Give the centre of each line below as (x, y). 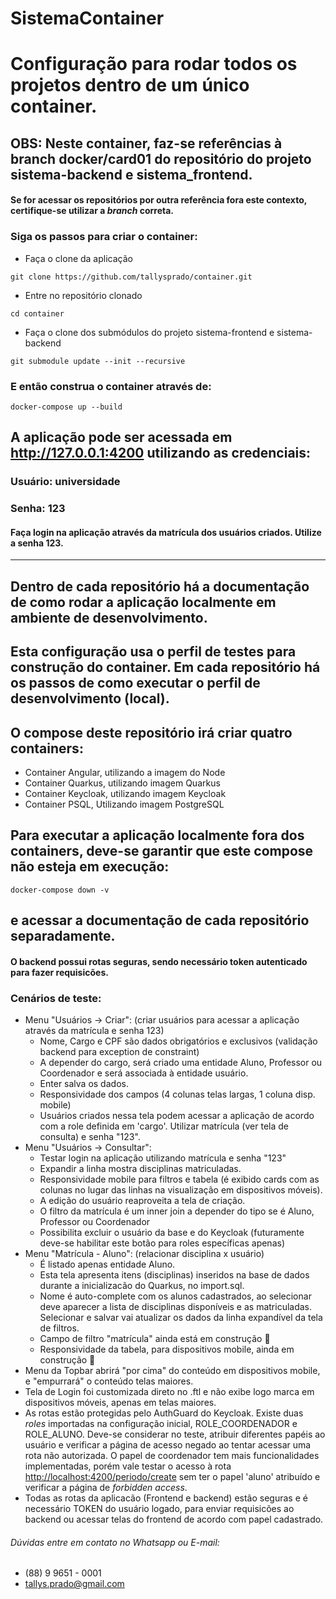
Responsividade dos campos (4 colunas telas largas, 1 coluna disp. (177, 1094)
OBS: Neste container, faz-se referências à (146, 143)
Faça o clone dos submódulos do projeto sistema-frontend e (149, 332)
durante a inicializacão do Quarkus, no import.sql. (142, 1286)
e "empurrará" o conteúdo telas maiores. (109, 1381)
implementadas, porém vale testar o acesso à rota (128, 1466)
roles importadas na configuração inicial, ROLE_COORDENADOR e (161, 1424)
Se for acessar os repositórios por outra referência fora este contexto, (158, 200)
